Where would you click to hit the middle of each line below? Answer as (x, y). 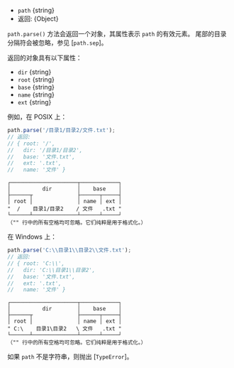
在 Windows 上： (32, 237)
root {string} (36, 80)
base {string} (36, 87)
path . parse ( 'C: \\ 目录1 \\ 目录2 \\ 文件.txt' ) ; (69, 250)
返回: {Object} (38, 18)
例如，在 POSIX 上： (37, 117)
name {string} (36, 94)
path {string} (36, 10)
